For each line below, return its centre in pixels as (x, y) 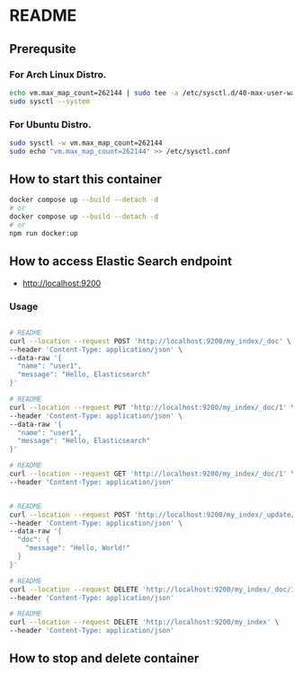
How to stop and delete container (104, 658)
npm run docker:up (44, 233)
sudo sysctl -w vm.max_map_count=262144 (86, 143)
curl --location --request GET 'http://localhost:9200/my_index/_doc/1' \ (152, 474)
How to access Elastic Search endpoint (120, 262)
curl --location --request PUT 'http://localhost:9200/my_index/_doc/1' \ (152, 407)
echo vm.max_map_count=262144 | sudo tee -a (94, 93)
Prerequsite (43, 49)
